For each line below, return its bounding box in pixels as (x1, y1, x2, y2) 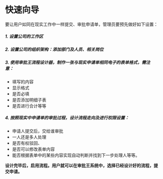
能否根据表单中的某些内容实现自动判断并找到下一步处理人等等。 (12, 152, 140, 158)
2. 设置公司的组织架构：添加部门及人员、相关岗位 (5, 46, 104, 52)
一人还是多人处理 (12, 134, 47, 140)
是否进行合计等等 (12, 103, 47, 109)
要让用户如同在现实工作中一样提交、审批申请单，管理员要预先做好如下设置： (5, 21, 158, 27)
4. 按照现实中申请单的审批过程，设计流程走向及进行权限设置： (5, 115, 130, 121)
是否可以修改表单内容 (12, 146, 55, 152)
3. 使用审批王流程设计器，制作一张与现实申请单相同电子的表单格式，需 (5, 60, 147, 65)
